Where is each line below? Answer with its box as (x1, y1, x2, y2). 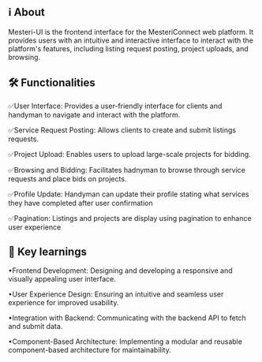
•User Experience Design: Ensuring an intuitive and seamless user (8, 289, 224, 299)
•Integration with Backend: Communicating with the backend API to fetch (8, 313, 246, 323)
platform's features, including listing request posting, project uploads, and (8, 43, 249, 53)
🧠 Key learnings (8, 245, 87, 259)
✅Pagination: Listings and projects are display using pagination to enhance (8, 213, 252, 222)
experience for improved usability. (8, 298, 119, 308)
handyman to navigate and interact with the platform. (8, 110, 181, 119)
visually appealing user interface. (8, 274, 116, 284)
